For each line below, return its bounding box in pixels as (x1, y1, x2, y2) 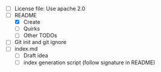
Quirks (23, 25, 40, 32)
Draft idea (23, 52, 49, 59)
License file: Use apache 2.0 (14, 5, 86, 12)
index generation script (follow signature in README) (23, 59, 156, 66)
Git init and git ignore (14, 39, 67, 46)
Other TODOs (23, 32, 58, 39)
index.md (14, 45, 38, 52)
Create (23, 18, 40, 26)
